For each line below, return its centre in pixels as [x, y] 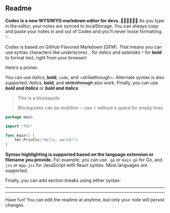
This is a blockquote [38, 98]
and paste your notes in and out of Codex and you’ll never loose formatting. [84, 31]
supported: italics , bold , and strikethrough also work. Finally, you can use [82, 83]
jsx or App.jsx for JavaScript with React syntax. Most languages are [76, 165]
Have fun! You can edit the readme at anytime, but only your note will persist [85, 200]
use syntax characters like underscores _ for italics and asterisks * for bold [83, 52]
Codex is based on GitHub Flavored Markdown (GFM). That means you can [83, 47]
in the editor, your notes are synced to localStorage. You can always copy [82, 26]
